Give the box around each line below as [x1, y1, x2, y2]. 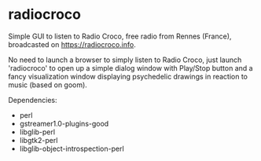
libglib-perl [19, 127, 56, 137]
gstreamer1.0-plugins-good [19, 119, 109, 128]
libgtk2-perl [19, 135, 58, 145]
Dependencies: [8, 95, 57, 104]
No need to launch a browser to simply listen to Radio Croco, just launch [8, 55, 242, 64]
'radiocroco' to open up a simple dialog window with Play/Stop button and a [8, 63, 253, 72]
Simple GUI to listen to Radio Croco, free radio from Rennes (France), [8, 31, 232, 41]
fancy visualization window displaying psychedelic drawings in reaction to [8, 71, 248, 81]
